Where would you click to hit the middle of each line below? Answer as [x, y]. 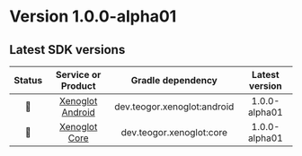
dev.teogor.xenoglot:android [174, 107]
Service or [78, 75]
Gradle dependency [174, 80]
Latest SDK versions [67, 50]
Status [28, 80]
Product [78, 86]
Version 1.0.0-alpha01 [93, 17]
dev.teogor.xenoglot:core [174, 132]
